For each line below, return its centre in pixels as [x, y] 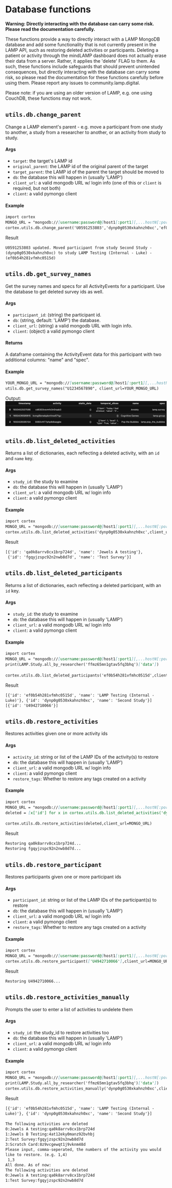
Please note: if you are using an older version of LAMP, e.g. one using [79, 93]
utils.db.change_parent [43, 115]
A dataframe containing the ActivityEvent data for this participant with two [83, 354]
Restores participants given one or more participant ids [63, 877]
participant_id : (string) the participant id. [57, 315]
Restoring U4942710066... [33, 981]
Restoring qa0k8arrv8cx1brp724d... [43, 844]
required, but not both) [37, 188]
